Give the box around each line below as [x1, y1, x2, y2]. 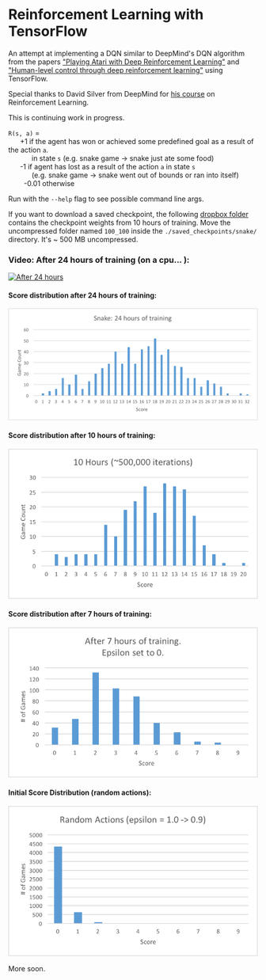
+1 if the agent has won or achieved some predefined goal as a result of [19, 136, 254, 146]
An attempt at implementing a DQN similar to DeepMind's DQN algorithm [8, 48, 245, 58]
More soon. [8, 963, 46, 973]
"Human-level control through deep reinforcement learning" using [8, 65, 223, 74]
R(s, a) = [8, 128, 40, 138]
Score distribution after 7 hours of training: [8, 610, 152, 619]
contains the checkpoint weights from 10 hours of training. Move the [8, 218, 231, 227]
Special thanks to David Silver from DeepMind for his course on [8, 89, 215, 98]
